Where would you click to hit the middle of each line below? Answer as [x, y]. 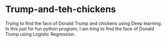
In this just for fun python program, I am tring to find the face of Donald [80, 28]
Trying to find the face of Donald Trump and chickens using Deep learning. [84, 23]
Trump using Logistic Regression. [40, 34]
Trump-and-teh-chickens [61, 9]
